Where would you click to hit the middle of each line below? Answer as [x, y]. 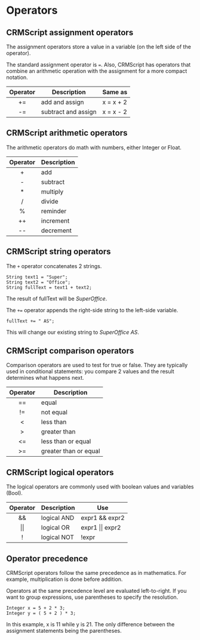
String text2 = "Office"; [38, 282]
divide [50, 201]
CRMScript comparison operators [70, 351]
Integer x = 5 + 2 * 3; [36, 608]
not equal [54, 413]
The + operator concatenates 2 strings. [54, 266]
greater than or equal [70, 451]
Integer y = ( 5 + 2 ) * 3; [41, 613]
